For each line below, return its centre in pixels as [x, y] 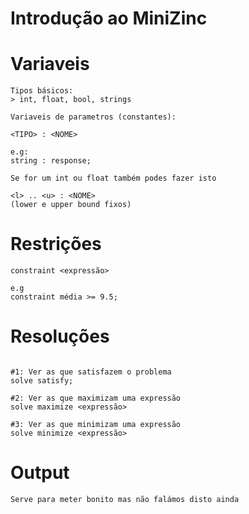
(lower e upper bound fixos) [71, 205]
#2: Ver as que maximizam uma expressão [96, 398]
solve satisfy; [42, 381]
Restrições [56, 244]
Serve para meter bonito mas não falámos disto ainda [125, 499]
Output [40, 473]
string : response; [51, 161]
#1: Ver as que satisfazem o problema [91, 372]
